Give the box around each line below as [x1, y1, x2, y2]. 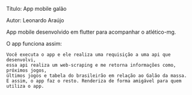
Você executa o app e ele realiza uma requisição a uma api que [6, 52, 171, 58]
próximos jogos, [6, 67, 47, 73]
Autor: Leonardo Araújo [6, 17, 64, 23]
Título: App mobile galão [6, 5, 67, 12]
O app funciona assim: [6, 40, 62, 47]
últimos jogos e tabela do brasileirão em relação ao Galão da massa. [6, 73, 187, 79]
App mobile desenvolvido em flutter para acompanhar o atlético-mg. [6, 28, 176, 35]
